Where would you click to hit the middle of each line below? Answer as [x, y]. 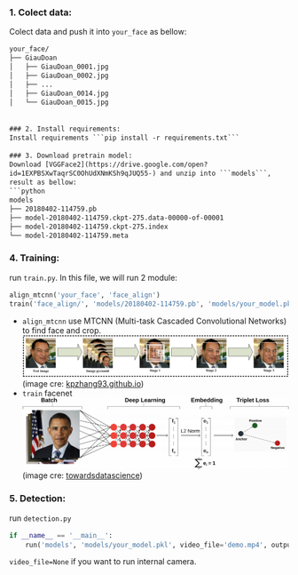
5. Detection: [38, 499]
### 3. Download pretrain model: [71, 156]
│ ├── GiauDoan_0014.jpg [59, 94]
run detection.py [40, 518]
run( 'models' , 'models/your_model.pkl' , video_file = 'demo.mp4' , [146, 545]
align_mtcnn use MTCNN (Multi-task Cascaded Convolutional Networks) [154, 321]
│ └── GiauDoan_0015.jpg [59, 103]
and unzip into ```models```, [216, 174]
